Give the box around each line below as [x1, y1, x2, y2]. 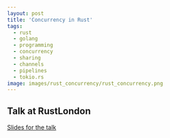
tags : [7, 23, 23, 29]
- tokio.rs [13, 73, 44, 81]
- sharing [13, 55, 41, 61]
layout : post [7, 10, 44, 17]
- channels [13, 61, 44, 68]
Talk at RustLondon [7, 105, 91, 117]
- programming [13, 42, 53, 49]
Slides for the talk [7, 124, 57, 132]
